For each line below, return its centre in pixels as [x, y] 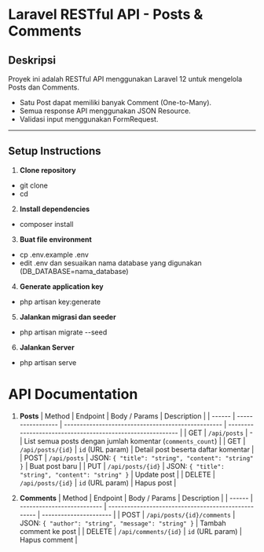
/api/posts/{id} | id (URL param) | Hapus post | [98, 483]
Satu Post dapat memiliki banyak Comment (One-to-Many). [115, 102]
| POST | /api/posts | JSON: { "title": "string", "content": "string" [136, 458]
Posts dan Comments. [44, 87]
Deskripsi [32, 60]
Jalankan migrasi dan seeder [68, 316]
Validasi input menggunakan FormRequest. [89, 119]
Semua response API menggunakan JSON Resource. [105, 111]
